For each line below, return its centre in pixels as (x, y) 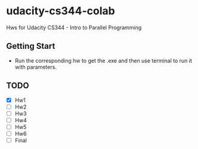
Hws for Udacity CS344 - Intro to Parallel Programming (74, 27)
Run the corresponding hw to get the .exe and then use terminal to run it (103, 60)
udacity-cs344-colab (61, 11)
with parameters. (35, 67)
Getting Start (31, 46)
